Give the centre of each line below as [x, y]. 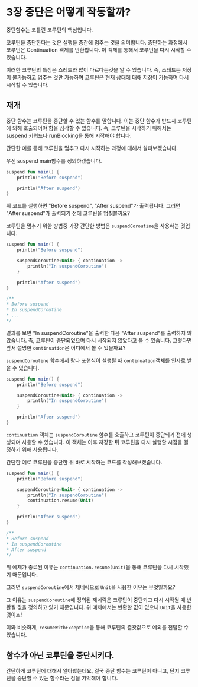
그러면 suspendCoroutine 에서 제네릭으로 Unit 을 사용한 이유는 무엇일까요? [91, 587]
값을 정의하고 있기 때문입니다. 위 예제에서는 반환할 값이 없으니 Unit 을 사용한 [104, 607]
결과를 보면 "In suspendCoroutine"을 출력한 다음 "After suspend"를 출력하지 [96, 333]
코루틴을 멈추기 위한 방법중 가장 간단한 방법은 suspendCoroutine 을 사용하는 [93, 226]
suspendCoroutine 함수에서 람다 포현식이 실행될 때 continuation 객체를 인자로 [96, 360]
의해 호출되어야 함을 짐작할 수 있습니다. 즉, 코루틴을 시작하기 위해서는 [92, 128]
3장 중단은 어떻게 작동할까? [69, 12]
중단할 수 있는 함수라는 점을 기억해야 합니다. [67, 678]
